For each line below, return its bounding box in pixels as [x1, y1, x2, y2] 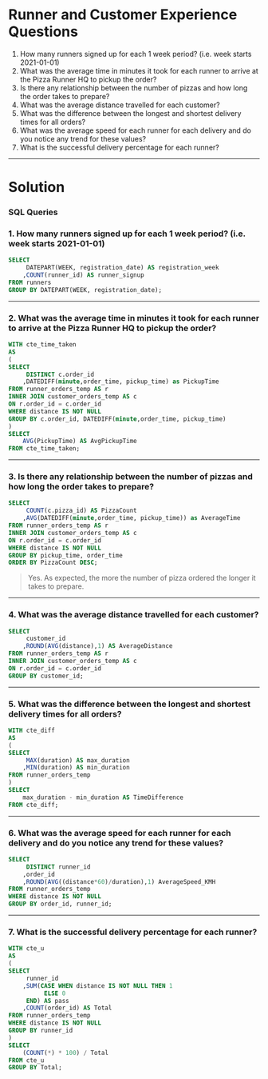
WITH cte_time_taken [8, 341, 77, 349]
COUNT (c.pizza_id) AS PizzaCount [26, 506, 137, 515]
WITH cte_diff [8, 726, 56, 735]
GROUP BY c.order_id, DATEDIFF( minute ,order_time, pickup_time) [8, 414, 227, 423]
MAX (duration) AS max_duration [26, 756, 130, 765]
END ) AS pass [26, 997, 69, 1005]
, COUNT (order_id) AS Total [22, 1004, 112, 1013]
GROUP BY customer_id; [8, 672, 84, 680]
